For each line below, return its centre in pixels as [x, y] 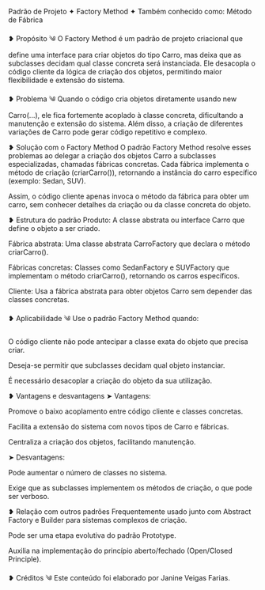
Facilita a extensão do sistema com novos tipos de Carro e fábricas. [119, 427]
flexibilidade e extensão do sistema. [66, 80]
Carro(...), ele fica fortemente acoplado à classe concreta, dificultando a [126, 115]
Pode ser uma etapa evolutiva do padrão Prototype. [92, 535]
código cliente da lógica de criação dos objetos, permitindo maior [115, 72]
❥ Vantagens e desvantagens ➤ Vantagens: [80, 396]
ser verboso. [29, 496]
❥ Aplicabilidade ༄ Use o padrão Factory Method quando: [104, 318]
